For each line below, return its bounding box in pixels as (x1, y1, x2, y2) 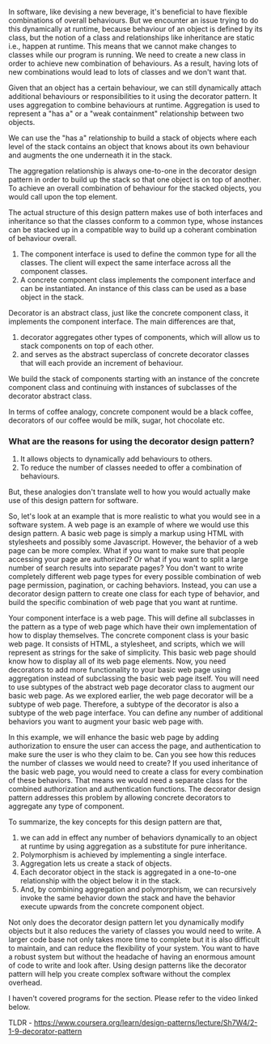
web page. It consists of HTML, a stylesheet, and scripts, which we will (8, 639, 245, 649)
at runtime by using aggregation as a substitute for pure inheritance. (19, 841, 248, 851)
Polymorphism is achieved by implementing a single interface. (19, 850, 227, 860)
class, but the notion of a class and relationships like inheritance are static (8, 32, 255, 42)
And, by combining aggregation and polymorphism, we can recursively (19, 884, 256, 895)
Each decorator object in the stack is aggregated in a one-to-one (19, 867, 237, 877)
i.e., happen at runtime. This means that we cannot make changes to (8, 41, 237, 51)
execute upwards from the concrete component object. (19, 902, 205, 912)
